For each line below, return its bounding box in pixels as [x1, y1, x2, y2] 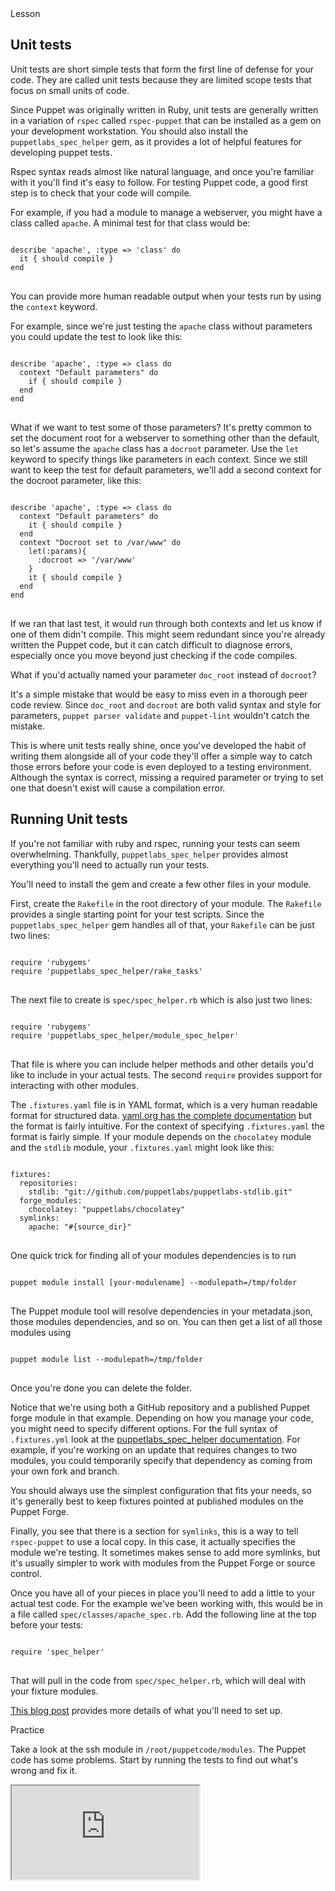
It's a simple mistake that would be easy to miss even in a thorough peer [10, 688, 308, 700]
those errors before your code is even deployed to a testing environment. [10, 760, 312, 772]
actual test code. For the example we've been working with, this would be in [10, 1597, 323, 1609]
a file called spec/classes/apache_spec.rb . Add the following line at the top [10, 1608, 317, 1620]
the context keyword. [10, 300, 98, 312]
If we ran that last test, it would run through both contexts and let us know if [10, 617, 323, 629]
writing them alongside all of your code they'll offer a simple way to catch [10, 750, 313, 762]
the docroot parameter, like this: [10, 474, 142, 486]
